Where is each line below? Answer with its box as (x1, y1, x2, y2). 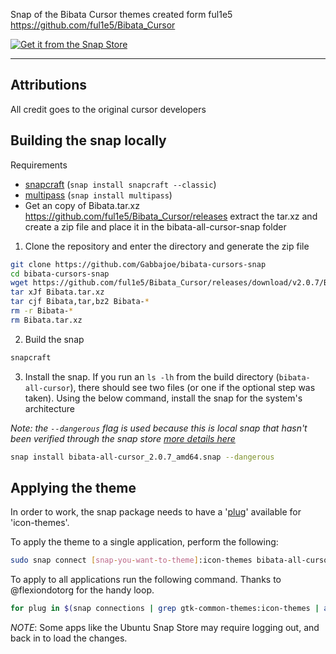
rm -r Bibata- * (10, 306, 74, 316)
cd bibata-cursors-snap (10, 269, 110, 279)
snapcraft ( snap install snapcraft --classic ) (24, 178, 217, 190)
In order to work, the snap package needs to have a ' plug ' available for (10, 506, 302, 518)
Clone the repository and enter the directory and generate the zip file (24, 240, 310, 252)
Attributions (10, 77, 88, 94)
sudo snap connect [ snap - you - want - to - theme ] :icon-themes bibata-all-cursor (10, 555, 333, 566)
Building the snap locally (10, 132, 167, 149)
